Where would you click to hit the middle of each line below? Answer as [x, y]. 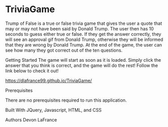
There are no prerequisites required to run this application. [66, 100]
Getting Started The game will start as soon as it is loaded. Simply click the [83, 60]
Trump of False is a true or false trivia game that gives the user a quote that [84, 23]
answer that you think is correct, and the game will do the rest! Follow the [82, 65]
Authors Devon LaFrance [31, 119]
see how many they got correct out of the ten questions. [64, 50]
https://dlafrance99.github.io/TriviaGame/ [49, 80]
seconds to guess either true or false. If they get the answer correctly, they [83, 34]
